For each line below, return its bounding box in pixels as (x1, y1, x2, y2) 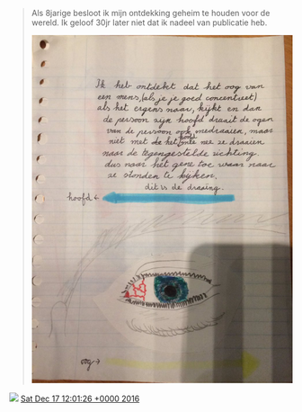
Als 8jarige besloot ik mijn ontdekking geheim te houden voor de (31, 8, 271, 18)
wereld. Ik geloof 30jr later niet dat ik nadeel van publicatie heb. (31, 17, 268, 28)
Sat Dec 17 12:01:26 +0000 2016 (20, 393, 140, 404)
